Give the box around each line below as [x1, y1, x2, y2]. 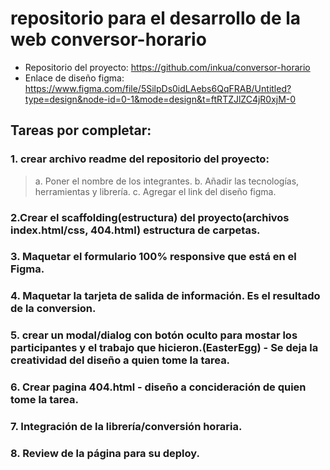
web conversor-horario [10, 28, 207, 51]
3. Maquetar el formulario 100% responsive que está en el [10, 250, 297, 264]
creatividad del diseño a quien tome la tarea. [10, 353, 231, 367]
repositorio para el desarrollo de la [10, 7, 302, 30]
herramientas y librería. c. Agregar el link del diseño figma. [34, 185, 277, 197]
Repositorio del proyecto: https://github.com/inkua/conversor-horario [24, 61, 311, 73]
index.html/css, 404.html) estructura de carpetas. [10, 223, 261, 237]
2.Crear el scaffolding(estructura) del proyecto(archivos [10, 210, 290, 224]
